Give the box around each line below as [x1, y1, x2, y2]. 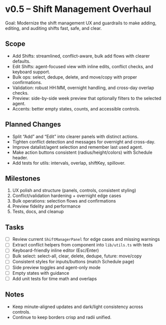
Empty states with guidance [12, 270, 69, 276]
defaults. [12, 58, 31, 64]
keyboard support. [12, 69, 51, 75]
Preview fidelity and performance [12, 203, 81, 210]
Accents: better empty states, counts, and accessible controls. [12, 106, 140, 111]
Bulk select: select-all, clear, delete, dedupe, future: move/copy [12, 253, 142, 259]
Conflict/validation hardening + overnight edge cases [12, 193, 121, 199]
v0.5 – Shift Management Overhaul [5, 3, 152, 15]
